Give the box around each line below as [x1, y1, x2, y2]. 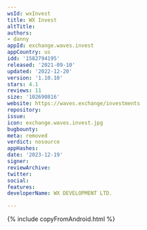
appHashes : [7, 145, 39, 152]
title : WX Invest [7, 17, 57, 23]
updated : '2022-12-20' [7, 68, 72, 75]
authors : [7, 29, 32, 37]
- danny [7, 36, 30, 43]
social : [7, 177, 30, 184]
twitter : [7, 171, 32, 178]
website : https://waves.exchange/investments [7, 100, 140, 107]
